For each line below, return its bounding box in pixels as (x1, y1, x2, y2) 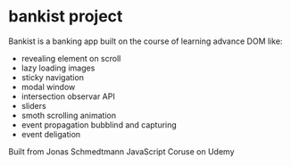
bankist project (8, 6, 123, 27)
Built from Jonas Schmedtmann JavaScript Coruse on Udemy (8, 145, 235, 157)
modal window (21, 81, 76, 92)
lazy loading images (21, 62, 96, 73)
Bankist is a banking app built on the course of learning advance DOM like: (8, 36, 283, 46)
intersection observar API (21, 91, 115, 102)
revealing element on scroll (21, 53, 121, 63)
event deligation (21, 129, 81, 139)
